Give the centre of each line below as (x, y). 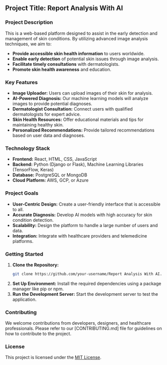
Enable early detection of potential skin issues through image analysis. (85, 59)
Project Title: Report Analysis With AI (64, 8)
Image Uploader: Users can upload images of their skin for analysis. (83, 93)
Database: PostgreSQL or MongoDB (50, 175)
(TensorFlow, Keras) (33, 170)
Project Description (29, 22)
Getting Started (24, 254)
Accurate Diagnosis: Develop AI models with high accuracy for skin (82, 215)
